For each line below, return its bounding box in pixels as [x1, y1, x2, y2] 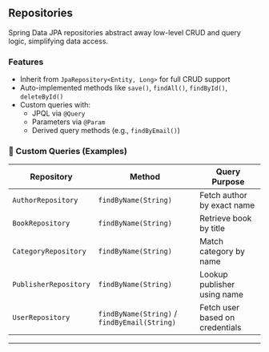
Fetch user [199, 302, 240, 314]
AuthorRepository [12, 196, 78, 205]
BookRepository [12, 219, 70, 228]
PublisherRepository [12, 280, 90, 289]
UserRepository [12, 313, 70, 322]
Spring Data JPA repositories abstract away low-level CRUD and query [8, 27, 242, 37]
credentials [199, 322, 242, 334]
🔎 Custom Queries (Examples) [8, 146, 128, 157]
